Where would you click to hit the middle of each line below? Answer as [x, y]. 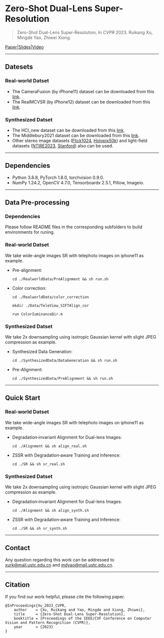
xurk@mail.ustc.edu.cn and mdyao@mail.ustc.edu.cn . [59, 565]
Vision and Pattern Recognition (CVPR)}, [48, 622]
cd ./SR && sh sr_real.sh [38, 464]
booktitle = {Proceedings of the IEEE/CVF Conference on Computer [83, 618]
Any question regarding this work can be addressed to [60, 559]
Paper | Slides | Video [24, 47]
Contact [18, 548]
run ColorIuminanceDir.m [37, 314]
